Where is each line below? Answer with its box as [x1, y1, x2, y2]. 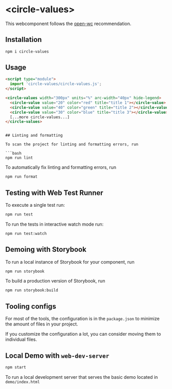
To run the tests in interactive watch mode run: [5, 221, 104, 227]
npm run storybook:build [5, 288, 58, 293]
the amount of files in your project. [5, 321, 78, 327]
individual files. [5, 336, 37, 342]
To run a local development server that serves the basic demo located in [5, 374, 158, 380]
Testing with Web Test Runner [5, 188, 103, 197]
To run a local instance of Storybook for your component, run [5, 258, 135, 265]
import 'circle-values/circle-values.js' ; [10, 81, 102, 87]
